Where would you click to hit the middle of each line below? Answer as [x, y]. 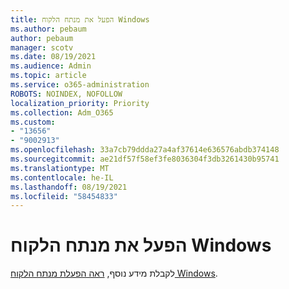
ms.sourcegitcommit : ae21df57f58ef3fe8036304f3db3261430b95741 [145, 159]
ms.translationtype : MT [60, 168]
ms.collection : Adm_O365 [62, 112]
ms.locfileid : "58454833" [64, 196]
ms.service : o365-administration [80, 85]
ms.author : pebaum [48, 29]
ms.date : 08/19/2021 [53, 57]
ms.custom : [33, 122]
